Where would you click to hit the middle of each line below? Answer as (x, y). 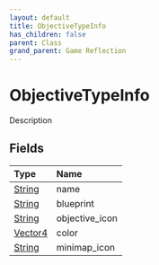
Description (31, 120)
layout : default (40, 18)
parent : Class (36, 43)
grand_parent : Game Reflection (68, 51)
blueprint (75, 203)
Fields (27, 149)
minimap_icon (85, 247)
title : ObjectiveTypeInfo (57, 26)
